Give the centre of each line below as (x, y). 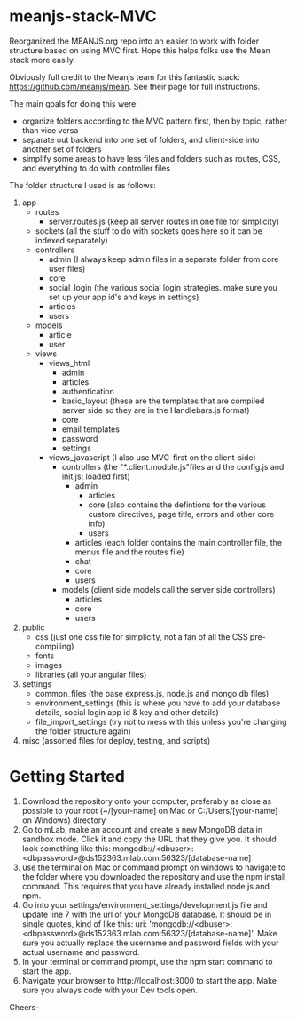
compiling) (55, 646)
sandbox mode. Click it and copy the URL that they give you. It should (149, 839)
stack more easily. (42, 60)
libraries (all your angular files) (91, 674)
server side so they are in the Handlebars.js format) (156, 410)
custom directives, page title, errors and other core (181, 514)
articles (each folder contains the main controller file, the (178, 542)
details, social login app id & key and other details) (127, 712)
